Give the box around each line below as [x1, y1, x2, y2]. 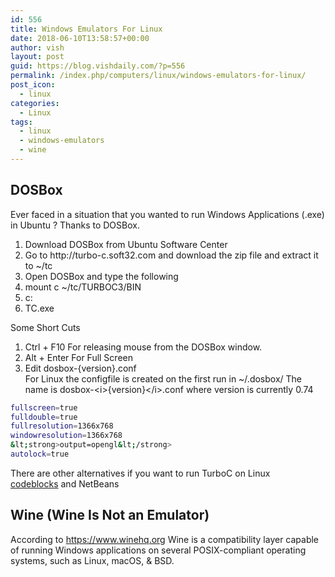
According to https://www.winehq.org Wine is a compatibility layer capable [10, 533, 320, 545]
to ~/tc [24, 259, 53, 271]
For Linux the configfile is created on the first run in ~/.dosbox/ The [24, 372, 302, 385]
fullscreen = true [10, 402, 78, 413]
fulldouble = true [10, 412, 78, 422]
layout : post [10, 52, 65, 62]
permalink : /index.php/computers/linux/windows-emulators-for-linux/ [10, 71, 307, 81]
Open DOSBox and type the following [24, 270, 179, 282]
